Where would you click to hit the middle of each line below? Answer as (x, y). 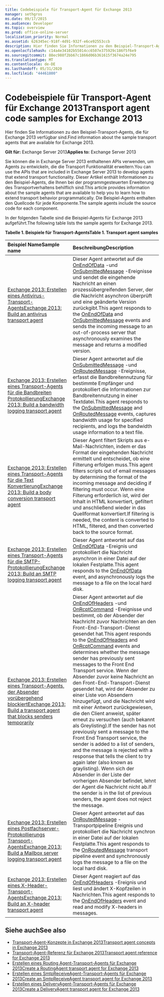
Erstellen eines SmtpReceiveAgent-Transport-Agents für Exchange (79, 973)
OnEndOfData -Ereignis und (105, 546)
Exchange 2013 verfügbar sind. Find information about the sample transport (81, 137)
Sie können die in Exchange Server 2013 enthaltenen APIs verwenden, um (79, 161)
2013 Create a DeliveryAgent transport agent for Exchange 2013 (76, 989)
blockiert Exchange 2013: (37, 704)
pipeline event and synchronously (111, 856)
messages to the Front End (103, 664)
